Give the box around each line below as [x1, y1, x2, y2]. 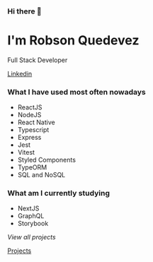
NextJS [17, 204, 40, 213]
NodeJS [17, 111, 42, 119]
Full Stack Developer [7, 56, 68, 64]
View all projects [7, 233, 56, 242]
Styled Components [17, 155, 76, 165]
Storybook [17, 219, 49, 228]
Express [17, 133, 42, 142]
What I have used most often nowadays [7, 87, 147, 97]
